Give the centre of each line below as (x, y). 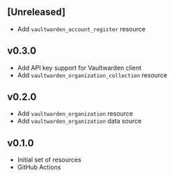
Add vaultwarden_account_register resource (81, 29)
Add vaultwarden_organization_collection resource (92, 75)
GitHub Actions (39, 167)
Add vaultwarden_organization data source (79, 121)
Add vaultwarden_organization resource (75, 114)
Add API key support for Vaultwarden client (79, 68)
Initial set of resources (49, 160)
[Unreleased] (37, 12)
